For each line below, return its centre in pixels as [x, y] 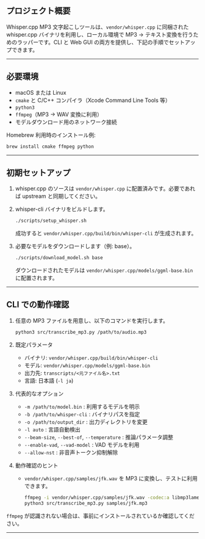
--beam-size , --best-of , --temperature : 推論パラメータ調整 [99, 437]
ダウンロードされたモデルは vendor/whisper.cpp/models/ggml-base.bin [104, 270]
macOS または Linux [41, 92]
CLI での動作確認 [38, 305]
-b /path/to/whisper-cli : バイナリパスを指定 [82, 414]
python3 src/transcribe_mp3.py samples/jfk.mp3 [86, 503]
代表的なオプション [39, 394]
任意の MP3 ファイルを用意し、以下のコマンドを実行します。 [92, 320]
